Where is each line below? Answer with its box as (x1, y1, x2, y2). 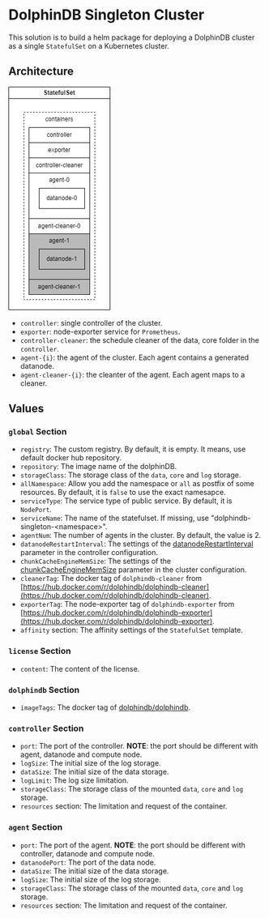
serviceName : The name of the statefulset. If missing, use (19, 513, 209, 523)
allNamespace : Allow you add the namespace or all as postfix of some (19, 479, 255, 489)
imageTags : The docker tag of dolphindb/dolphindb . (19, 702, 190, 712)
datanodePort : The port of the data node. (19, 857, 156, 867)
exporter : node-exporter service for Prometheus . (19, 327, 181, 336)
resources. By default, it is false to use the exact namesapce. (19, 488, 226, 497)
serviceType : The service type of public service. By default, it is (19, 496, 233, 506)
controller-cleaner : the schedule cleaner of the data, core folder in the (19, 335, 259, 345)
